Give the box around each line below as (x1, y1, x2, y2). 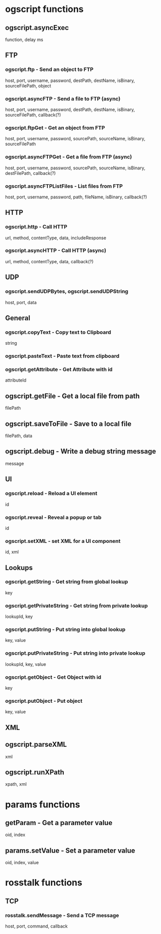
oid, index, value (5, 860, 39, 866)
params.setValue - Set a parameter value (5, 846, 136, 855)
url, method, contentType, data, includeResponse (5, 235, 106, 241)
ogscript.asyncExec (5, 23, 69, 32)
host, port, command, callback (5, 923, 68, 930)
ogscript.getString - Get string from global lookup (5, 578, 128, 585)
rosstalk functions (5, 877, 82, 889)
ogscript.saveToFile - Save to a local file (5, 420, 132, 428)
